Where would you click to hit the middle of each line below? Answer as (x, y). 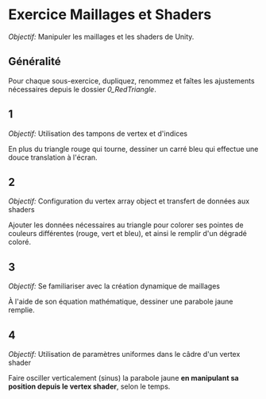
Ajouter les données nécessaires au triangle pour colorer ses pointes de (126, 225)
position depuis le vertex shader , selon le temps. (89, 386)
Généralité (35, 62)
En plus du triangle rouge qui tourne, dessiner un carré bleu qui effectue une (133, 149)
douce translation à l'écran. (53, 157)
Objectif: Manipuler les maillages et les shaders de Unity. (101, 37)
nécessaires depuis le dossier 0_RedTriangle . (82, 89)
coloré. (20, 242)
